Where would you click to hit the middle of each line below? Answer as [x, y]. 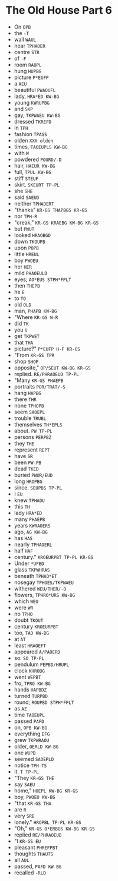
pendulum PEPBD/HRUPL [42, 664]
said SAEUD [27, 197]
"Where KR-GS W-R [36, 317]
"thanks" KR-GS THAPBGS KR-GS [50, 210]
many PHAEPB [29, 519]
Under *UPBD [29, 563]
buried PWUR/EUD [33, 475]
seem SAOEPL [29, 412]
